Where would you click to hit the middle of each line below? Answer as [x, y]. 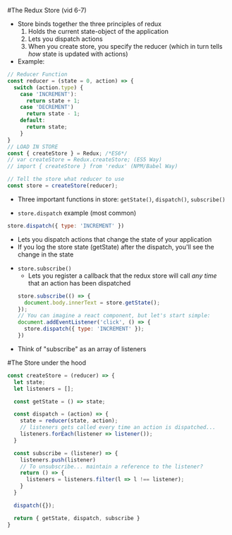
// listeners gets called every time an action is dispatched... [118, 428]
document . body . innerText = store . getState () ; [92, 302]
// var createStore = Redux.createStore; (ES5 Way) [85, 160]
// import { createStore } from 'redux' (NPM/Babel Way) [93, 166]
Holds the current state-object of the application [98, 31]
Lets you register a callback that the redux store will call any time [122, 276]
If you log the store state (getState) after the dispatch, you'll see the [116, 247]
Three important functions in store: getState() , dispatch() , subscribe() [121, 199]
